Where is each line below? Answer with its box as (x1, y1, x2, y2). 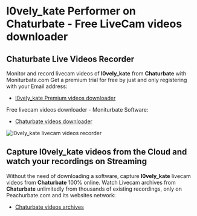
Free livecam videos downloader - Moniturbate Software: (6, 106, 149, 113)
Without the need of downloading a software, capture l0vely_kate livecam (6, 172, 192, 179)
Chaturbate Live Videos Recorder (6, 54, 135, 64)
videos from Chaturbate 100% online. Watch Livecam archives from (6, 179, 176, 186)
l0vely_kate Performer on (6, 4, 136, 18)
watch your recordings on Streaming (6, 156, 147, 167)
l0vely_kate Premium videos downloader (15, 95, 116, 101)
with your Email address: (6, 83, 68, 90)
